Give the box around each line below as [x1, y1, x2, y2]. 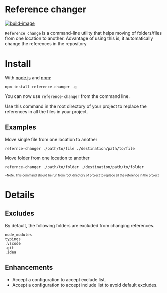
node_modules [5, 232, 32, 237]
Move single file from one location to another [5, 136, 98, 142]
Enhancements [5, 263, 53, 272]
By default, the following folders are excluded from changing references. [5, 222, 155, 228]
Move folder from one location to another [5, 155, 90, 161]
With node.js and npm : [5, 74, 51, 81]
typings [5, 236, 21, 242]
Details [5, 189, 35, 201]
